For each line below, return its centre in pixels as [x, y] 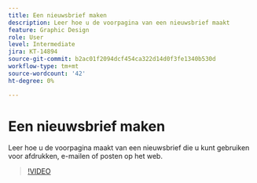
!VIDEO [39, 171]
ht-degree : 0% [31, 81]
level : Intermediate [42, 45]
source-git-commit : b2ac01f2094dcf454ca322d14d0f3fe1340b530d [112, 59]
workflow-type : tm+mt [44, 66]
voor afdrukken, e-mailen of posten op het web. [86, 156]
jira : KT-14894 [33, 52]
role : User [26, 37]
